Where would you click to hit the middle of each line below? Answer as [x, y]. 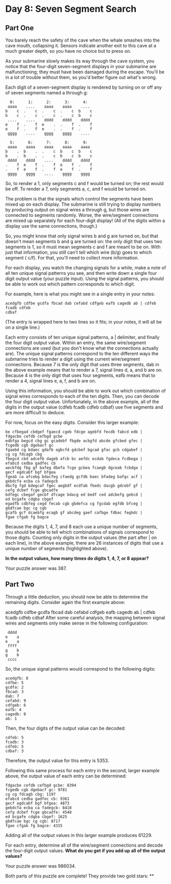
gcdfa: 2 [15, 687]
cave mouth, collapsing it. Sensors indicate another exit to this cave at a [81, 46]
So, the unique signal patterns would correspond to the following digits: [80, 669]
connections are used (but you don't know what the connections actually [82, 348]
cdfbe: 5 [15, 682]
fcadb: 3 [15, 742]
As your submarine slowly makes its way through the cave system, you [80, 61]
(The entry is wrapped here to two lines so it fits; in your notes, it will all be [83, 322]
